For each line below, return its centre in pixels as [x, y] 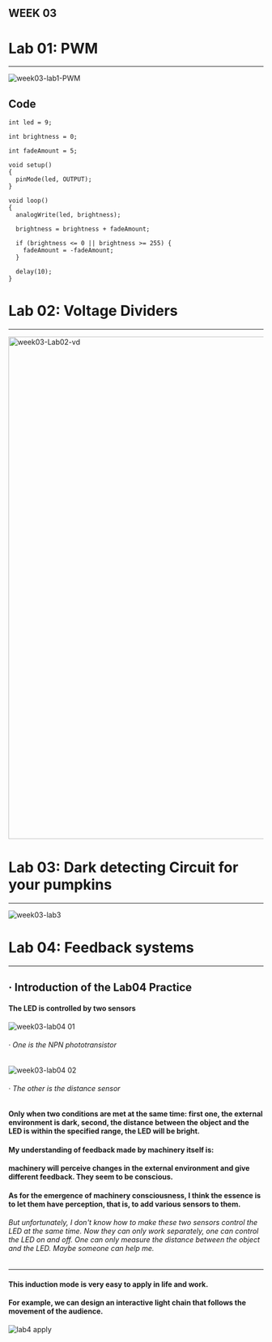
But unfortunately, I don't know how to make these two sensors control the [133, 1223]
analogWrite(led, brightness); [68, 215]
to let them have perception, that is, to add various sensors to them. [125, 1204]
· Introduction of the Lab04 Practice [100, 988]
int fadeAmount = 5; [43, 151]
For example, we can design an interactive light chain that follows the [127, 1303]
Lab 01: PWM [53, 48]
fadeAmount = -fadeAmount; [68, 251]
